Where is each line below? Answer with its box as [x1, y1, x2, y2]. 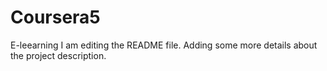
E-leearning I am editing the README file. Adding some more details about [10, 39, 318, 51]
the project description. [10, 49, 107, 61]
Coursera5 [10, 6, 101, 29]
